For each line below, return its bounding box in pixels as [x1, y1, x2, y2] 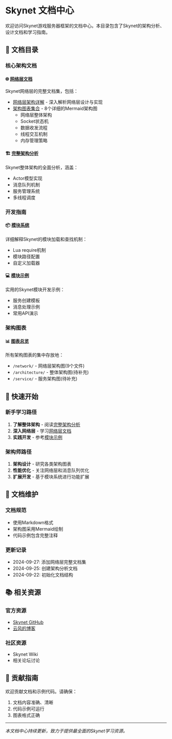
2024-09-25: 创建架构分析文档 [12, 565, 78, 572]
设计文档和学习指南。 [5, 29, 50, 35]
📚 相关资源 [5, 588, 41, 597]
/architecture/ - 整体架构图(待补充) [12, 369, 89, 375]
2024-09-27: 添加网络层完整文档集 [12, 559, 87, 565]
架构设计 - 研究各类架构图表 [12, 461, 72, 467]
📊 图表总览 [5, 338, 29, 344]
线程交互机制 [20, 131, 48, 137]
